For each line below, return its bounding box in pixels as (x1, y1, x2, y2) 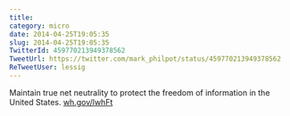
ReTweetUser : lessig (9, 63, 87, 72)
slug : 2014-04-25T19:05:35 (9, 37, 110, 47)
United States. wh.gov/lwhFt (9, 96, 113, 107)
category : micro (9, 21, 70, 30)
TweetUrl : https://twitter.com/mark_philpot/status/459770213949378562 (9, 54, 281, 63)
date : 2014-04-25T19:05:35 (9, 29, 110, 38)
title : (9, 12, 34, 22)
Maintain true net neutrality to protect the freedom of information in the (9, 87, 270, 98)
